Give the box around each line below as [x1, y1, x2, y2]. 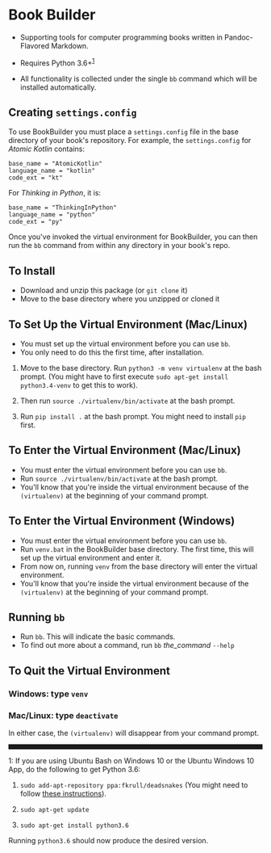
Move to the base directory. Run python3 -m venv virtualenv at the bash [19, 363, 262, 373]
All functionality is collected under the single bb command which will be [19, 74, 258, 83]
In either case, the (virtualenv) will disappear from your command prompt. [8, 729, 260, 738]
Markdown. [51, 40, 89, 50]
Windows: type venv [8, 688, 89, 700]
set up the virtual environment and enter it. [19, 553, 162, 562]
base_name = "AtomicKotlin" [8, 160, 103, 168]
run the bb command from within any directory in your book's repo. [8, 241, 231, 250]
